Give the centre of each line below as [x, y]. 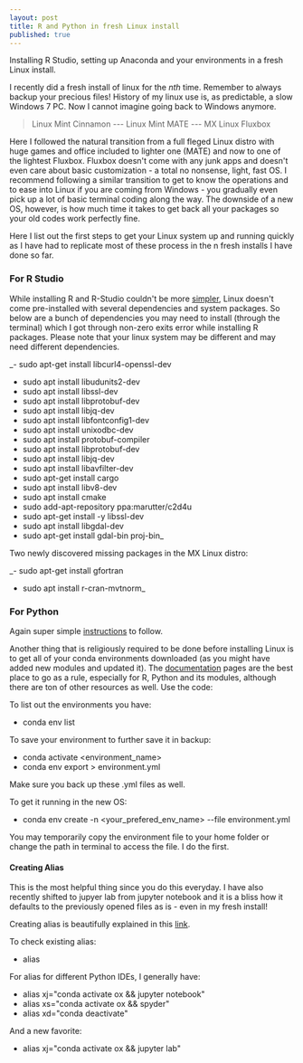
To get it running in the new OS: [68, 802]
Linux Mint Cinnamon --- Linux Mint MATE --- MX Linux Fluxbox [151, 124]
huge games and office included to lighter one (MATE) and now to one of [145, 151]
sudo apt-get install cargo [71, 478]
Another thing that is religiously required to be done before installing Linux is [151, 649]
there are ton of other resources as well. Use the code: [111, 687]
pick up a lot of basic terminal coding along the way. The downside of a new [151, 199]
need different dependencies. [65, 346]
